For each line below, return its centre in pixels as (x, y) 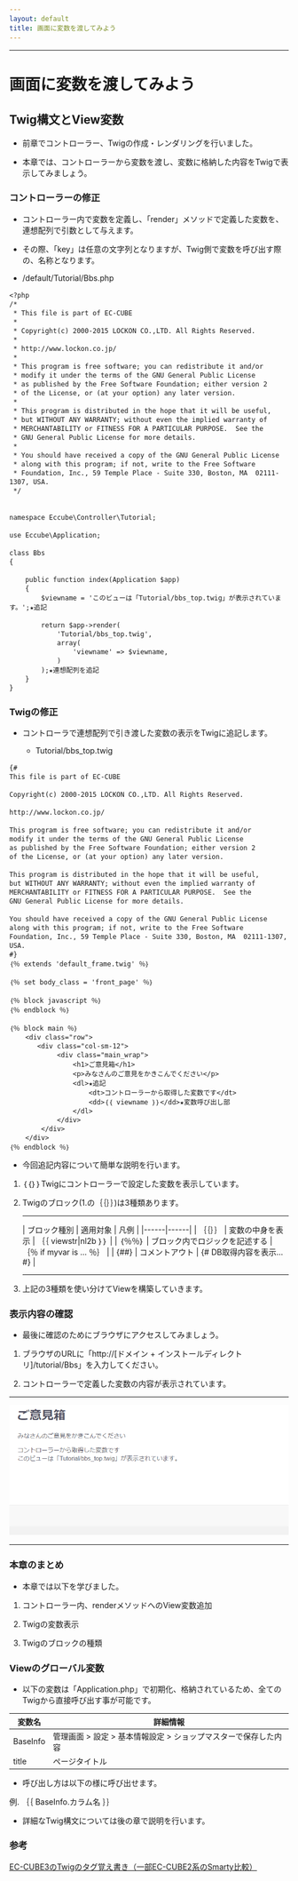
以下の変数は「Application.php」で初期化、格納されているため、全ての (152, 1689)
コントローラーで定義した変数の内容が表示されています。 (126, 1384)
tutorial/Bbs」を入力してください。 (99, 1365)
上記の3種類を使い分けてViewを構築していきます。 (115, 1289)
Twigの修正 (34, 712)
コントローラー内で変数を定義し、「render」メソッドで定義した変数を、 (153, 219)
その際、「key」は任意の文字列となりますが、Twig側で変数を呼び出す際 (152, 249)
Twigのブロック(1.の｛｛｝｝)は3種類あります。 (102, 1203)
